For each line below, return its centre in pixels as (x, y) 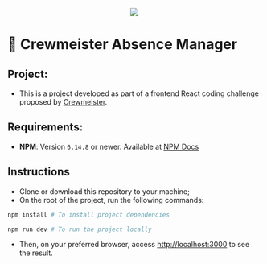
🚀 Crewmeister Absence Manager (123, 45)
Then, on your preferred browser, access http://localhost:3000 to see (134, 245)
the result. (36, 253)
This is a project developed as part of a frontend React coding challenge (139, 93)
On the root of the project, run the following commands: (111, 200)
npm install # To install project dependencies (89, 214)
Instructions (39, 172)
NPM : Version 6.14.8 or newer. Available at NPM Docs (109, 146)
